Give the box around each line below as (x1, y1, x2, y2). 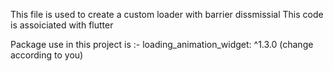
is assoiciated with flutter (10, 19, 114, 31)
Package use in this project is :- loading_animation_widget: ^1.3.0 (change (10, 39, 314, 50)
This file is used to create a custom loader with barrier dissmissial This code (10, 9, 324, 20)
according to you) (10, 49, 84, 61)
